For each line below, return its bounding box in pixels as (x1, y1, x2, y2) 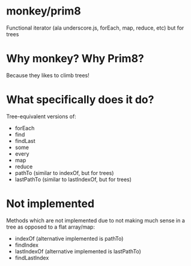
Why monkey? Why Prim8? (6, 52, 144, 66)
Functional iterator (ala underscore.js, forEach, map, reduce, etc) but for (6, 24, 184, 31)
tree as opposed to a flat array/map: (6, 223, 95, 230)
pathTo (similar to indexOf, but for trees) (14, 169, 114, 176)
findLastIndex (14, 254, 49, 261)
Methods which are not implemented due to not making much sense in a (6, 217, 185, 224)
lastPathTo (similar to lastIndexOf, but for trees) (14, 176, 132, 183)
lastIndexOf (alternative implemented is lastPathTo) (14, 247, 141, 255)
